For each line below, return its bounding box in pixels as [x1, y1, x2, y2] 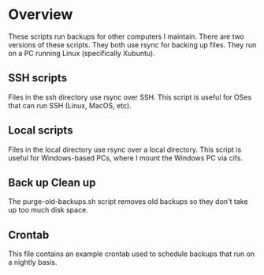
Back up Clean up [8, 175, 96, 189]
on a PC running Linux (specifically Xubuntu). [8, 48, 156, 58]
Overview [8, 6, 73, 24]
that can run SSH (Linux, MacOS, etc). [8, 100, 132, 110]
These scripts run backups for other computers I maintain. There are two [8, 32, 245, 41]
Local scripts [8, 124, 73, 137]
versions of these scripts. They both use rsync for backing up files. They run [8, 40, 257, 49]
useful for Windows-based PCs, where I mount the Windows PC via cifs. [8, 153, 243, 163]
